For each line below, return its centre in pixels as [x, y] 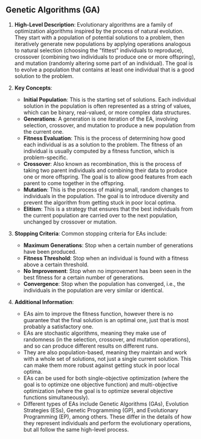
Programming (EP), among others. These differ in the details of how [107, 417]
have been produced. [50, 251]
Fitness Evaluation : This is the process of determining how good [104, 138]
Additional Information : [44, 302]
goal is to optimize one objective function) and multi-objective [101, 385]
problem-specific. [46, 157]
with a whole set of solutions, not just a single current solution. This [107, 358]
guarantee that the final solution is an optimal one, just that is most [106, 320]
